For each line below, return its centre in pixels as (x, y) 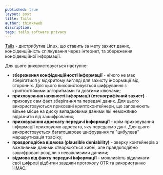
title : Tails (18, 18)
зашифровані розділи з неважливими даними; (60, 153)
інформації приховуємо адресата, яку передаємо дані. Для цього (81, 127)
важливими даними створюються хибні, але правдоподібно (75, 147)
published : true (21, 9)
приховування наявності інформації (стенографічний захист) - (80, 96)
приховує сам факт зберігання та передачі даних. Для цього (75, 101)
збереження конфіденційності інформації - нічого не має (74, 75)
